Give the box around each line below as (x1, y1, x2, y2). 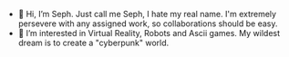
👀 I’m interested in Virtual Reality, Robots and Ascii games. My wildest (17, 28, 281, 38)
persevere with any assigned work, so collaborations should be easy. (17, 18, 278, 29)
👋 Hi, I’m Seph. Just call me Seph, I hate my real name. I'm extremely (17, 9, 276, 19)
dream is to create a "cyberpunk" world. (17, 37, 170, 48)
